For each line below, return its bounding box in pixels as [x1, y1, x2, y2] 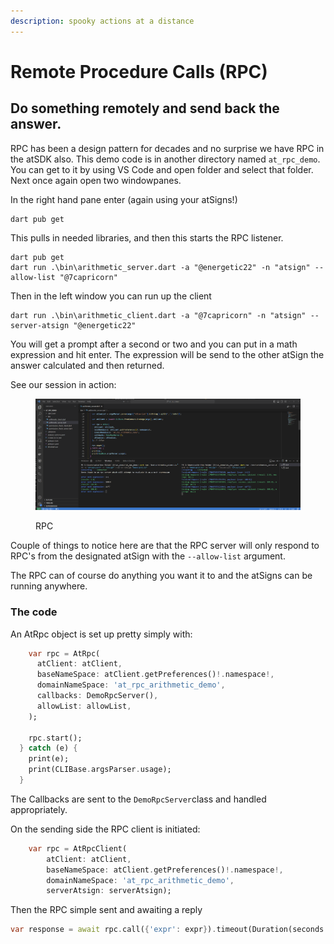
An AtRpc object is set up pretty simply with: [10, 628, 193, 640]
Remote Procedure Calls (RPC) [10, 60, 268, 83]
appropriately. [10, 803, 68, 815]
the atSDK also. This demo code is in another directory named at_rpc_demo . [10, 153, 321, 165]
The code [10, 605, 58, 619]
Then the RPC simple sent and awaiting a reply [10, 904, 203, 916]
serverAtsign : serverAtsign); [46, 886, 172, 896]
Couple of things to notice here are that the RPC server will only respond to [10, 540, 320, 552]
